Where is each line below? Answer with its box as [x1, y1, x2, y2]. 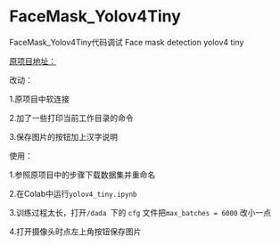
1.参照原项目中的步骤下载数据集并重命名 [9, 169, 156, 180]
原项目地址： [9, 55, 56, 66]
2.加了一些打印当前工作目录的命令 [9, 112, 134, 123]
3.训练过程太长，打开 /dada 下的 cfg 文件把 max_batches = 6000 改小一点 [9, 207, 272, 217]
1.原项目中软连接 [9, 94, 70, 104]
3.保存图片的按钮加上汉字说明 [9, 131, 119, 142]
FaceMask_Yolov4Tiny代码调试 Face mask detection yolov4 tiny [9, 37, 244, 47]
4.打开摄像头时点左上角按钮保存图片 [9, 225, 142, 237]
